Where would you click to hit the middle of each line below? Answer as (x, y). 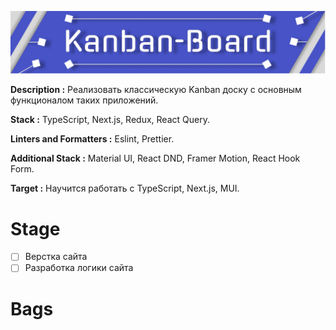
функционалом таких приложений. (84, 100)
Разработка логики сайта (79, 268)
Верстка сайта (56, 257)
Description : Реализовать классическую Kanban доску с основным (156, 90)
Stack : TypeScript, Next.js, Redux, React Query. (110, 120)
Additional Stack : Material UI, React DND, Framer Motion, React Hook (155, 158)
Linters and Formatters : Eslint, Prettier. (92, 139)
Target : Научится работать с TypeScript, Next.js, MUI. (125, 188)
